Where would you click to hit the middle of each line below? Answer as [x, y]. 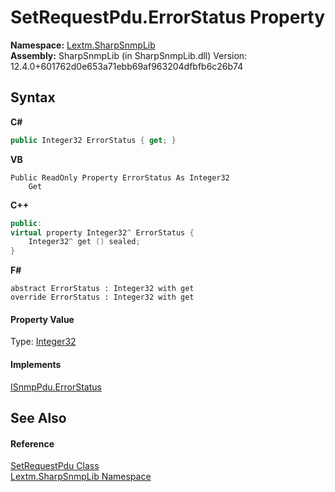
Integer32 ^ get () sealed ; [84, 242]
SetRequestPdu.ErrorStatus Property [168, 17]
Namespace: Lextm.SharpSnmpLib [83, 45]
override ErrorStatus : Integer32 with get [102, 297]
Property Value [42, 319]
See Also [38, 417]
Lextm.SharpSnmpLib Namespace [81, 477]
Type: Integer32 [43, 342]
